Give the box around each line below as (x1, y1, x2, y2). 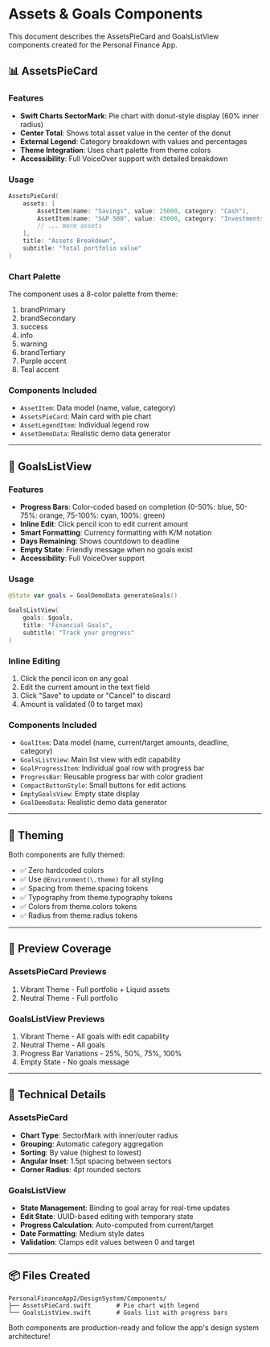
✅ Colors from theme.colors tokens (19, 902, 137, 911)
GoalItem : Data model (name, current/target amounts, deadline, (19, 738, 229, 747)
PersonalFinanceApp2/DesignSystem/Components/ (8, 1294, 167, 1303)
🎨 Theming (8, 828, 64, 842)
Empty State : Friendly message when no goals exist (19, 545, 193, 555)
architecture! (8, 1331, 51, 1341)
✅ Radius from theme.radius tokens (19, 911, 138, 920)
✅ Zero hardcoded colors (19, 866, 104, 875)
